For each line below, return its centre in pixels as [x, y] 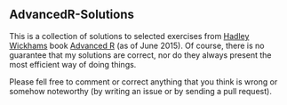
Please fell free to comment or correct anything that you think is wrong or [143, 81]
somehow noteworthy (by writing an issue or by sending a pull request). [141, 91]
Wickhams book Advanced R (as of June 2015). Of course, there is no [137, 45]
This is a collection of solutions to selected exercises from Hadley [129, 36]
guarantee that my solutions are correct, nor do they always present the [141, 55]
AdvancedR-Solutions [72, 15]
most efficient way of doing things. [73, 64]
